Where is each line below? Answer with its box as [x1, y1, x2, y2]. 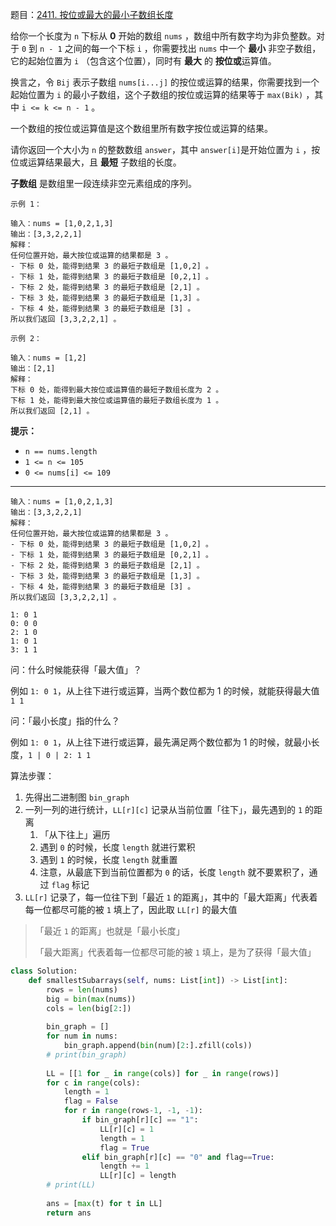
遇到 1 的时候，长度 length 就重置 [39, 854, 178, 865]
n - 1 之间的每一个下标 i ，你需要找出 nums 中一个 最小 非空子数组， [39, 43, 322, 54]
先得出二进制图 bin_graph [24, 791, 130, 803]
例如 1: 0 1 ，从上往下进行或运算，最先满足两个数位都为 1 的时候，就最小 [10, 736, 312, 748]
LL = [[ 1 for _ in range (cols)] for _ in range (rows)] [46, 1068, 280, 1078]
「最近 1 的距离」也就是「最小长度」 [34, 925, 185, 937]
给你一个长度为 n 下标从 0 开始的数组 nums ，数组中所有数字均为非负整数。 [10, 30, 317, 42]
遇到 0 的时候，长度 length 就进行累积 [39, 841, 196, 853]
